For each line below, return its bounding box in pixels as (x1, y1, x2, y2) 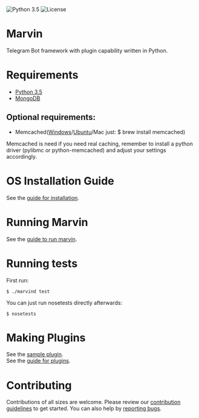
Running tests (6, 256, 78, 270)
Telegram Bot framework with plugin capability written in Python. (6, 47, 168, 54)
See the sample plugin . (6, 351, 64, 358)
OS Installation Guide (6, 174, 115, 188)
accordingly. (6, 153, 38, 160)
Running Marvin (6, 215, 89, 229)
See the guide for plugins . (6, 357, 71, 365)
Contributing (6, 379, 72, 392)
